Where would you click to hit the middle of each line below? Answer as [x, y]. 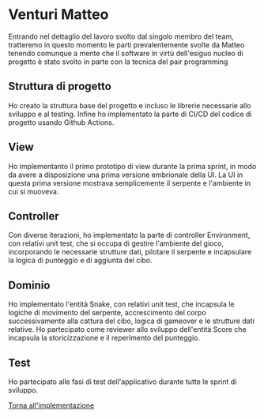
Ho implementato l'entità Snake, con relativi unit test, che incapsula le [121, 304]
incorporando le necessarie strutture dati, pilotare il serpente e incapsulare [130, 252]
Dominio [29, 285]
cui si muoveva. [34, 191]
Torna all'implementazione [51, 405]
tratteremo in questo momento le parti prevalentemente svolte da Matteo [126, 44]
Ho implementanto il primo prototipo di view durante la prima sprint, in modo [132, 166]
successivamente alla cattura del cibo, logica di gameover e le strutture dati [131, 321]
